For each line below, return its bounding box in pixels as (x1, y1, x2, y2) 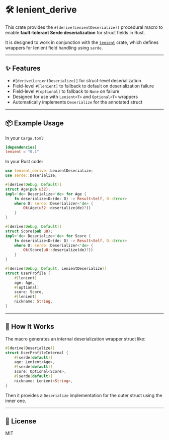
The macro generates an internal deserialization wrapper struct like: (5, 335, 146, 341)
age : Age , (14, 280, 35, 285)
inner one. (5, 398, 27, 404)
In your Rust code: (5, 159, 43, 165)
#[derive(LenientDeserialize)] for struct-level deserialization (12, 77, 142, 83)
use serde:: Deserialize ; (5, 173, 57, 178)
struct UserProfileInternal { (5, 350, 69, 355)
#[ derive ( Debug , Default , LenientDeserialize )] (5, 266, 107, 271)
